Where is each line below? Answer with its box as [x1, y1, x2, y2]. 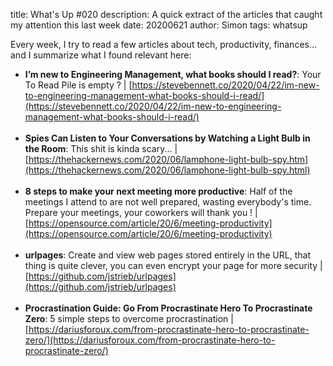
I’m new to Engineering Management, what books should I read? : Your [24, 69, 322, 80]
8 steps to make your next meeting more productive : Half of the [24, 185, 293, 197]
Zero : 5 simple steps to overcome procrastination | [24, 313, 234, 324]
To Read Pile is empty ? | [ [24, 79, 133, 91]
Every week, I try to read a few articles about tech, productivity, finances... [10, 39, 318, 50]
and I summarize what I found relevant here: [10, 49, 192, 61]
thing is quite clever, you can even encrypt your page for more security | [24, 260, 323, 271]
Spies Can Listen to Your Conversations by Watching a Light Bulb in [24, 132, 311, 144]
